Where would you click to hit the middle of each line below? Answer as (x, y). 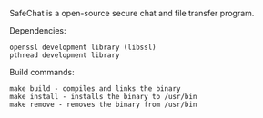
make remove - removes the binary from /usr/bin (103, 104)
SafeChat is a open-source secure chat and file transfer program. (132, 13)
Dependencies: (38, 30)
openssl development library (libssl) (83, 47)
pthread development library (65, 55)
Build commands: (42, 72)
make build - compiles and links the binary (95, 89)
